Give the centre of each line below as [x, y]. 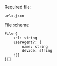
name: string [35, 47]
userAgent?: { [27, 42]
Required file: [18, 7]
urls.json [14, 16]
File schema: [17, 25]
